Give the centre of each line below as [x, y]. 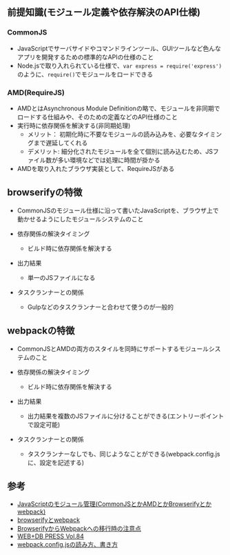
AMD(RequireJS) [36, 92]
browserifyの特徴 [45, 193]
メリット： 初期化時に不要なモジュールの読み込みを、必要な [113, 134]
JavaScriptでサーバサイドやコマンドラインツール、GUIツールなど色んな [119, 48]
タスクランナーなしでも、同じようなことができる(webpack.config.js [124, 454]
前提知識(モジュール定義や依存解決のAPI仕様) [104, 12]
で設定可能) [44, 424]
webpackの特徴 [41, 331]
